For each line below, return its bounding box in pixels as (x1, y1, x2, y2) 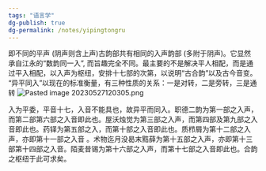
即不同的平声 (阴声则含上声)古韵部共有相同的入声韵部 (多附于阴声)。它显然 (8, 49, 252, 58)
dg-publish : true (8, 19, 66, 27)
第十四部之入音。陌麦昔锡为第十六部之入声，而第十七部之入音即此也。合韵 (14, 144, 258, 154)
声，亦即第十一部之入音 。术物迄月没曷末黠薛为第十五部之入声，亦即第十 (8, 135, 246, 144)
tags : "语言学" (8, 11, 55, 20)
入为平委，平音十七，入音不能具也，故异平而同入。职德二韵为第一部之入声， (8, 105, 258, 114)
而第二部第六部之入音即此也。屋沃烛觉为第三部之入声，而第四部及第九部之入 (8, 115, 258, 125)
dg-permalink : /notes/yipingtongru (8, 26, 126, 34)
